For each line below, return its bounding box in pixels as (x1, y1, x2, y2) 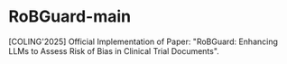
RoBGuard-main (8, 6, 132, 27)
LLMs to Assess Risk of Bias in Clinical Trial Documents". (8, 45, 220, 56)
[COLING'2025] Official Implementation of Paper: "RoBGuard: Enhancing (8, 36, 279, 47)
